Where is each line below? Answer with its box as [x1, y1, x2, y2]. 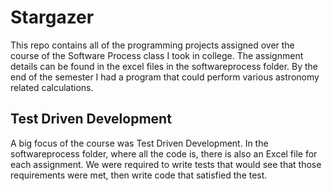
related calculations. [10, 81, 94, 93]
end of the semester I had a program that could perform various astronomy [10, 71, 320, 83]
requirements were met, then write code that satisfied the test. [10, 169, 268, 181]
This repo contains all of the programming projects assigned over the [10, 39, 295, 51]
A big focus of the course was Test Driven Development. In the [10, 137, 269, 149]
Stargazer [10, 6, 95, 29]
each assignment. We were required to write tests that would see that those [10, 158, 322, 170]
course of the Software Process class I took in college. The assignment [10, 49, 304, 61]
